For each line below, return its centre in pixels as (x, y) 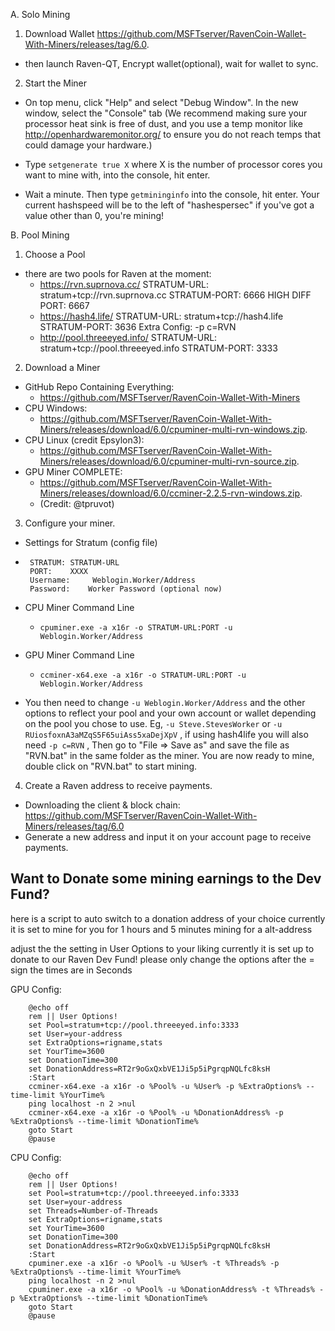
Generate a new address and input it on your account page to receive (168, 837)
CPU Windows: (56, 408)
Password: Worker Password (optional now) (126, 589)
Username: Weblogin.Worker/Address (112, 580)
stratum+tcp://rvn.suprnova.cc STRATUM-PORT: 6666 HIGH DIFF (175, 295)
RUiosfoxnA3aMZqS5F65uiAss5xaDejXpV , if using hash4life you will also (166, 734)
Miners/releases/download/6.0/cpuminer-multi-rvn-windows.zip (172, 429)
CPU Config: (36, 1157)
